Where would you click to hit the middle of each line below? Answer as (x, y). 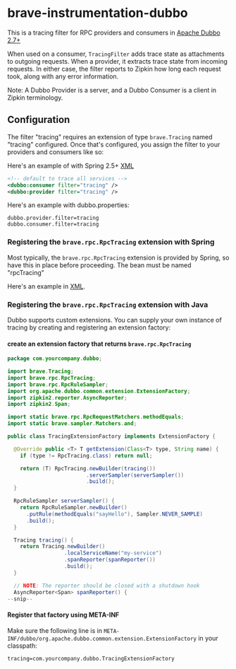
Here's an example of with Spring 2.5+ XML (71, 165)
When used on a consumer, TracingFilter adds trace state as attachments (116, 54)
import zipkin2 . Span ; (39, 405)
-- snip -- (20, 599)
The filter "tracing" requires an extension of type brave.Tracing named (110, 136)
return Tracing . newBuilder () (63, 547)
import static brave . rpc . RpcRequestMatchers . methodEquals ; (96, 417)
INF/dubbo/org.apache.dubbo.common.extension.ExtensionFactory (102, 639)
